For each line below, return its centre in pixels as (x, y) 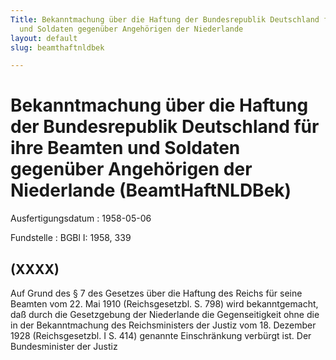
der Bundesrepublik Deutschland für (165, 127)
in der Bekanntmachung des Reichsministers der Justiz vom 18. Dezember (163, 325)
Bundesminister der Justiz (64, 346)
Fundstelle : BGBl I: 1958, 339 (71, 238)
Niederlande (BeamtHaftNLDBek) (151, 190)
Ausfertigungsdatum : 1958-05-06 (81, 218)
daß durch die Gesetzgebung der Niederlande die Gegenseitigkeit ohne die (165, 314)
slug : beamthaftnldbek (57, 47)
